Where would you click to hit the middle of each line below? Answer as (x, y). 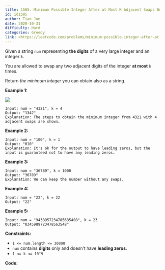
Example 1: (16, 90)
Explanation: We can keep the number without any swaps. (65, 179)
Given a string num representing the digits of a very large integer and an (77, 51)
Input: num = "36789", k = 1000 (38, 170)
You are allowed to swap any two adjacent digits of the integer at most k (78, 66)
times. (11, 71)
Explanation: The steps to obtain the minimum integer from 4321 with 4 (81, 117)
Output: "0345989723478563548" (37, 224)
